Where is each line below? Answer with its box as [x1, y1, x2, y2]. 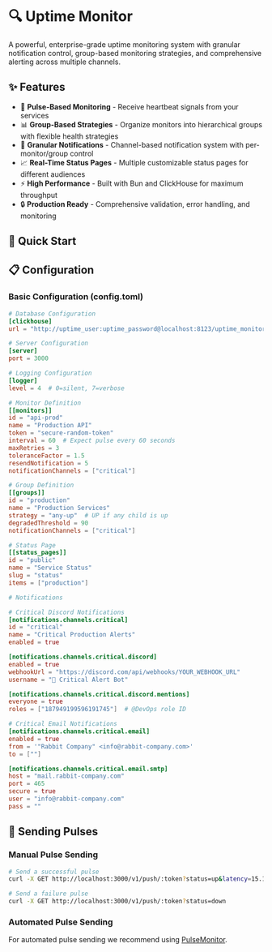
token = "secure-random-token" [8, 429, 114, 437]
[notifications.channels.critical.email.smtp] [8, 765, 168, 773]
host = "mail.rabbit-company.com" [8, 772, 125, 780]
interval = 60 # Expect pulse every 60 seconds [8, 436, 176, 445]
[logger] [8, 376, 38, 384]
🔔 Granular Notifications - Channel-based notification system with [19, 139, 244, 149]
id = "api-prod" [8, 414, 63, 422]
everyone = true [8, 697, 63, 706]
